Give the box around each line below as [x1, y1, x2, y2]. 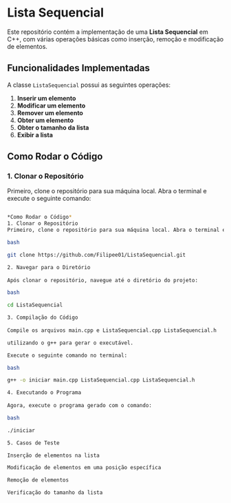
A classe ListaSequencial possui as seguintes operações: [7, 81, 170, 89]
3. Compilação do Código [7, 314, 78, 322]
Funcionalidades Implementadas [7, 62, 150, 74]
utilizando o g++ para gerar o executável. [7, 339, 134, 346]
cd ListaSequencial [7, 302, 63, 308]
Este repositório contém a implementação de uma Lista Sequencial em [7, 28, 208, 36]
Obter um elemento [16, 116, 74, 124]
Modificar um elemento [16, 101, 86, 110]
